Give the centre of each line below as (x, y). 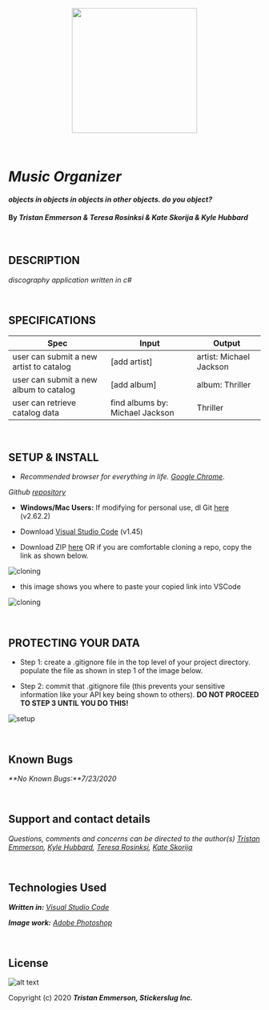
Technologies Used (57, 888)
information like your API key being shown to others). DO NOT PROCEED (139, 695)
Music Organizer (65, 177)
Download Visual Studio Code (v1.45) (81, 531)
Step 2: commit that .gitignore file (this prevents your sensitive (122, 686)
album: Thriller (224, 384)
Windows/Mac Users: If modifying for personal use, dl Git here (124, 507)
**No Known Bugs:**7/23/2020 (62, 779)
